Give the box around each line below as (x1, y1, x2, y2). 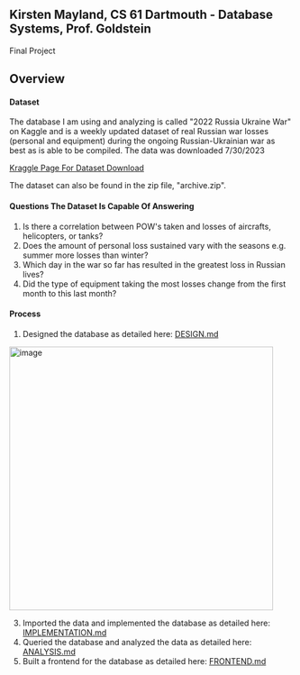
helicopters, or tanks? (22, 230, 104, 242)
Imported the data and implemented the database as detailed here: (22, 617, 270, 628)
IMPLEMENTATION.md (22, 626, 107, 638)
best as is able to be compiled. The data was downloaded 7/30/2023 (9, 145, 266, 156)
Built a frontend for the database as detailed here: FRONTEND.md (22, 655, 267, 666)
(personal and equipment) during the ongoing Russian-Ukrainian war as (9, 135, 276, 147)
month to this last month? (22, 287, 117, 298)
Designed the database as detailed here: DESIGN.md (22, 328, 219, 339)
